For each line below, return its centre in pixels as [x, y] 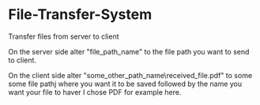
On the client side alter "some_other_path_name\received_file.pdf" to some [130, 75]
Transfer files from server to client [64, 36]
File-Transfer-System [80, 15]
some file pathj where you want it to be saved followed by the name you [125, 84]
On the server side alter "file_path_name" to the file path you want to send [129, 51]
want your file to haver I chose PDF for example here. [95, 92]
